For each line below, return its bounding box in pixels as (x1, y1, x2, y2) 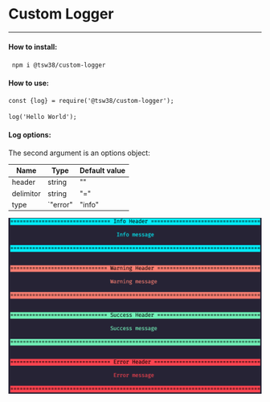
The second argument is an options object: (8, 148, 150, 158)
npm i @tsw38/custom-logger (11, 61, 106, 69)
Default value (80, 166, 126, 175)
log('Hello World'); (8, 113, 78, 121)
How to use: (8, 78, 50, 88)
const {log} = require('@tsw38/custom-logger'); (8, 97, 174, 105)
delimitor (11, 188, 42, 198)
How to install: (8, 42, 58, 51)
